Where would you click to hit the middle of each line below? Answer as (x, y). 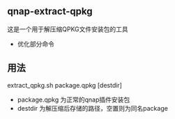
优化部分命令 (36, 44)
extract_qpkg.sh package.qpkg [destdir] (64, 85)
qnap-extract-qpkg (50, 11)
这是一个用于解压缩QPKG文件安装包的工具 (68, 29)
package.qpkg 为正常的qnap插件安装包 (74, 100)
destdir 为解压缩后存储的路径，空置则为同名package (93, 108)
